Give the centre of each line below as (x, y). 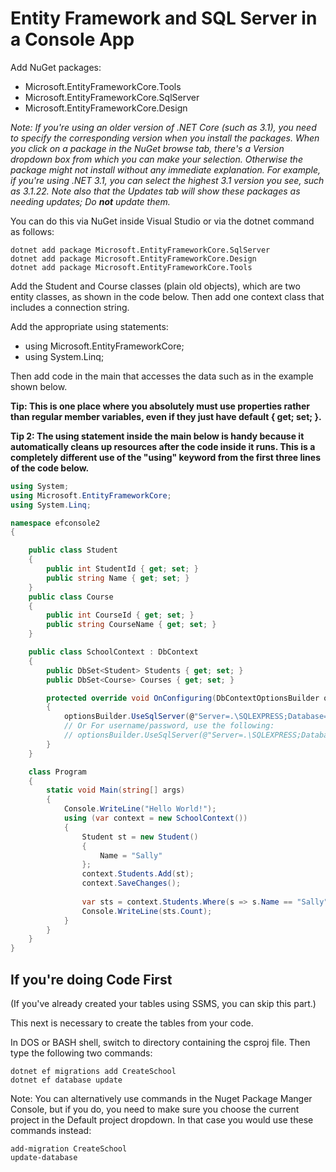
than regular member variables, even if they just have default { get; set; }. (166, 416)
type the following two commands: (81, 1053)
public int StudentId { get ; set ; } (122, 569)
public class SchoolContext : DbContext (113, 652)
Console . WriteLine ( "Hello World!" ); (140, 809)
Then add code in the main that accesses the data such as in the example (162, 376)
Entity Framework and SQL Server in (164, 18)
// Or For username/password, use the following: (169, 726)
